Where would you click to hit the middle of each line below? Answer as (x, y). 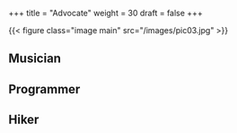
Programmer (44, 89)
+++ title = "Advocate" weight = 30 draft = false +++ (105, 13)
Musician (35, 59)
